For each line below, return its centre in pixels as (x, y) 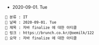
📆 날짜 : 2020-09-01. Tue (31, 22)
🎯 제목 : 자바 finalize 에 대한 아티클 (41, 28)
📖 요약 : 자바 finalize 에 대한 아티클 (41, 38)
